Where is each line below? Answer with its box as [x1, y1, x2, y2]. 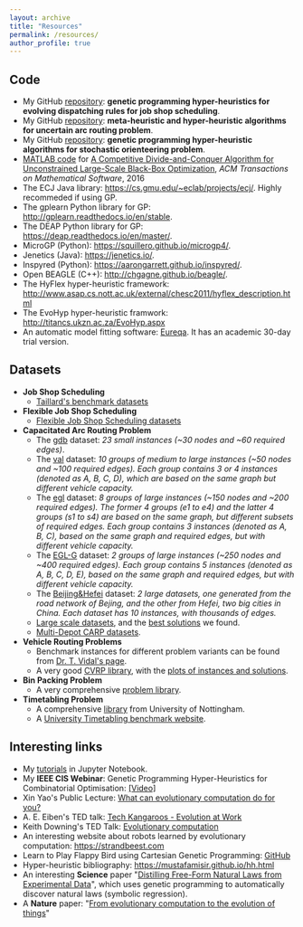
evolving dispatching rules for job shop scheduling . [22, 106, 221, 117]
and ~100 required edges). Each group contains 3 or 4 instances [35, 463, 279, 474]
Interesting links [9, 739, 103, 755]
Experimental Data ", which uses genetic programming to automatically [22, 878, 285, 889]
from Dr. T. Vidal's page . [35, 655, 128, 666]
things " [22, 907, 50, 918]
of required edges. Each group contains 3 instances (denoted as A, [35, 521, 288, 532]
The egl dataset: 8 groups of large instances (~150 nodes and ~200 [35, 492, 289, 503]
